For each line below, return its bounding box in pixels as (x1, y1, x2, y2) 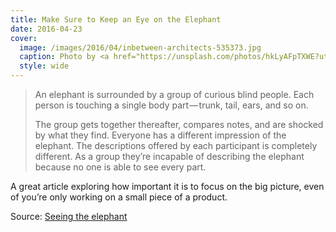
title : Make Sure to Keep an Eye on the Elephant (10, 14, 222, 25)
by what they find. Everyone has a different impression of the (34, 129, 287, 141)
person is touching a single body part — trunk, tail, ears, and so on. (34, 99, 309, 111)
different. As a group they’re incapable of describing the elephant (34, 151, 305, 162)
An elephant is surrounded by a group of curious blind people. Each (34, 89, 315, 100)
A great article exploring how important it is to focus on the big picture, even (10, 181, 325, 192)
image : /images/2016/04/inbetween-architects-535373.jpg (19, 42, 262, 53)
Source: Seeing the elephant (10, 211, 128, 222)
